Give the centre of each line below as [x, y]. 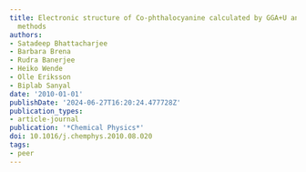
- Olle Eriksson [40, 77]
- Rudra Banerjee [42, 60]
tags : [20, 145]
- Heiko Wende [36, 69]
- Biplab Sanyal [40, 86]
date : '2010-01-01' [46, 94]
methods [32, 26]
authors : [26, 35]
